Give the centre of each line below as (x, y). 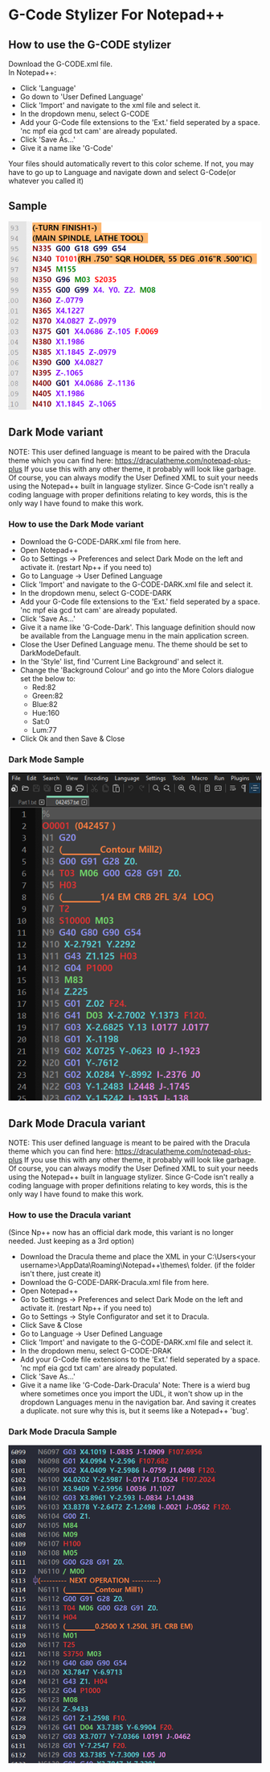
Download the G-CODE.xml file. (60, 64)
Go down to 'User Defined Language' (82, 97)
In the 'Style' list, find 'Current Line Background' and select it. (122, 662)
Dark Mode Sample (46, 759)
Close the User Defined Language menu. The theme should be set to (134, 645)
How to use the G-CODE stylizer (90, 45)
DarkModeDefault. (51, 653)
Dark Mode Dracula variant (77, 1123)
